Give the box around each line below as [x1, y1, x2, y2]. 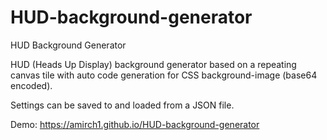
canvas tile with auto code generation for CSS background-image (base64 [10, 69, 318, 81]
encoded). [10, 79, 53, 91]
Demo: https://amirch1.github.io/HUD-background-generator [10, 118, 260, 130]
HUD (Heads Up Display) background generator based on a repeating [10, 58, 297, 70]
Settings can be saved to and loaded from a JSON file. [10, 99, 235, 111]
